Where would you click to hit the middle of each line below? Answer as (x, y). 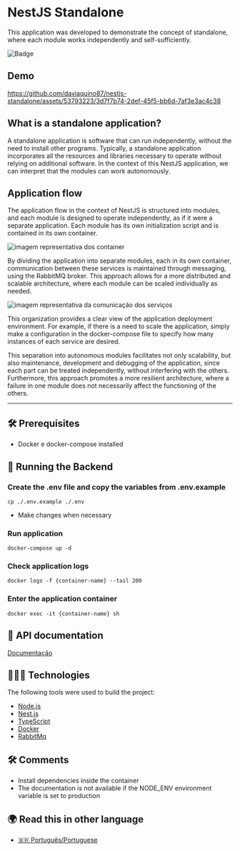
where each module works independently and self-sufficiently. (99, 39)
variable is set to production (59, 796)
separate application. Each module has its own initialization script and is (113, 226)
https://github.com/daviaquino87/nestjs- (67, 93)
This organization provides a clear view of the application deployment (110, 319)
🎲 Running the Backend (60, 467)
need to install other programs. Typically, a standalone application (104, 148)
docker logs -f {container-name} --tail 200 (75, 581)
